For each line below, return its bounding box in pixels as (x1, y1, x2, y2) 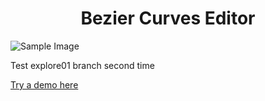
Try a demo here (10, 78, 79, 91)
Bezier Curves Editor (80, 7, 256, 30)
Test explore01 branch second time (10, 59, 155, 71)
